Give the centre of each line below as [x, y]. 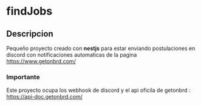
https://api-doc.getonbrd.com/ [45, 97]
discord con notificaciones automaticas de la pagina [72, 55]
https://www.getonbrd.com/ [41, 61]
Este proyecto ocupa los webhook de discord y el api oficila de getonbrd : [98, 90]
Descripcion [30, 34]
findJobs [29, 11]
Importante [23, 77]
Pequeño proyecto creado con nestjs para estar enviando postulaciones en [101, 48]
